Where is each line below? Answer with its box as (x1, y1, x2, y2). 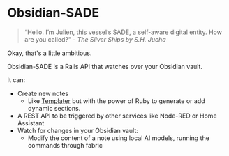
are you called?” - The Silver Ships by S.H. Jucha (24, 35, 166, 43)
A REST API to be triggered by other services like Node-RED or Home (17, 111, 218, 120)
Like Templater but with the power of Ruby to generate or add (27, 96, 205, 105)
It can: (7, 75, 26, 84)
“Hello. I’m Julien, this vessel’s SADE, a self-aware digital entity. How (24, 28, 222, 36)
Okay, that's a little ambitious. (7, 49, 92, 57)
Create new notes (17, 89, 69, 97)
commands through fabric (27, 141, 103, 149)
